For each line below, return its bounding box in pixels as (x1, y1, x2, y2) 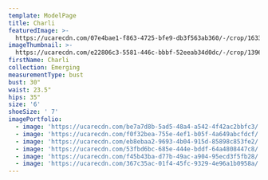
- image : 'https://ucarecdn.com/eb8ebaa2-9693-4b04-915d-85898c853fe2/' (15, 137, 262, 146)
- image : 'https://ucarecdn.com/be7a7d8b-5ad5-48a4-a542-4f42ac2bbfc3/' (15, 123, 262, 131)
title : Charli (8, 19, 56, 27)
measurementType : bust (8, 71, 84, 79)
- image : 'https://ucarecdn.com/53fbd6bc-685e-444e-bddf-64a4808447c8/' (15, 145, 262, 153)
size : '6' (8, 100, 41, 108)
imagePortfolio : (8, 115, 62, 123)
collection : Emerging (8, 64, 81, 72)
